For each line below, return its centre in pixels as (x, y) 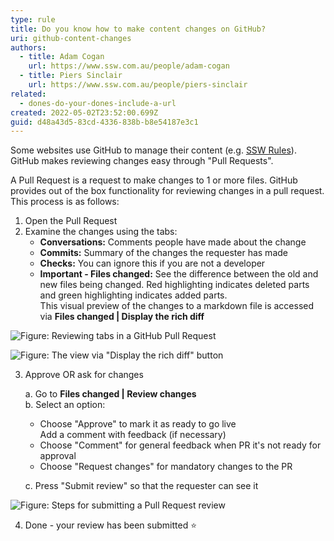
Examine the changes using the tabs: (101, 232)
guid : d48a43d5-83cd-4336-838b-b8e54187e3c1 (104, 122)
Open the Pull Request (71, 221)
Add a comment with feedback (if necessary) (133, 435)
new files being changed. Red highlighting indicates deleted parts (174, 285)
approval (58, 456)
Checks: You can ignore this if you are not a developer (152, 263)
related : (28, 94)
